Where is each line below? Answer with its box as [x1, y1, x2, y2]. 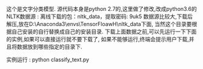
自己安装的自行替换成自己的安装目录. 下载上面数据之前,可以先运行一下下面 [11, 28, 197, 35]
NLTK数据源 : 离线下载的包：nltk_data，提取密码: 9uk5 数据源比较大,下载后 [6, 13, 193, 20]
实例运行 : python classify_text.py [6, 56, 90, 63]
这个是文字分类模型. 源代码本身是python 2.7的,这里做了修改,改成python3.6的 [6, 5, 197, 12]
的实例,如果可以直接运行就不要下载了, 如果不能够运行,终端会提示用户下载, [6, 36, 190, 42]
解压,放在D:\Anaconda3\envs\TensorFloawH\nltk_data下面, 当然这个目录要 [6, 21, 192, 27]
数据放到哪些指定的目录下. [16, 43, 83, 50]
